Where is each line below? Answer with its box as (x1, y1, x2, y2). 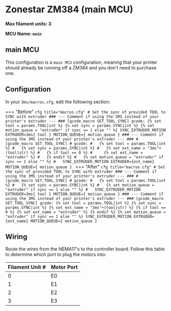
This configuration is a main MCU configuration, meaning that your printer (5, 59, 158, 65)
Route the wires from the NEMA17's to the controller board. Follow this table (5, 246, 165, 252)
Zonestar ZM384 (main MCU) (5, 4, 134, 15)
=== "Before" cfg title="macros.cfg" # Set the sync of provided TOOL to (5, 108, 166, 115)
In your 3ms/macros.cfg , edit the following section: (5, 99, 111, 105)
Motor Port (51, 264, 78, 271)
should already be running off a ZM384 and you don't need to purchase (5, 64, 157, 70)
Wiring (5, 232, 28, 241)
